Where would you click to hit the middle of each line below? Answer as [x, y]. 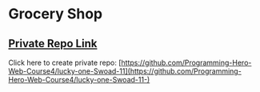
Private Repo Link [53, 44]
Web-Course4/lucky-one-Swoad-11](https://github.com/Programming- [125, 71]
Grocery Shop [55, 14]
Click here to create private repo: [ [65, 62]
